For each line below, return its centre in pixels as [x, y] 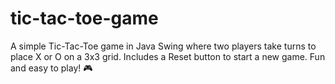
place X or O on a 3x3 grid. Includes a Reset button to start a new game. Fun [168, 56]
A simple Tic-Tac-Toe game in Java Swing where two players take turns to [163, 46]
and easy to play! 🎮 [51, 68]
